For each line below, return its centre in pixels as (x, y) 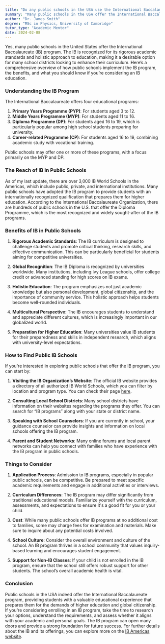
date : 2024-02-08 (23, 33)
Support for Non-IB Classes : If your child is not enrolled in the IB (78, 560)
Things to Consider (28, 464)
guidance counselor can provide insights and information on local (78, 426)
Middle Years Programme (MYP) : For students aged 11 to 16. (73, 116)
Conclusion (19, 584)
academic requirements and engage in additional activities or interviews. (86, 485)
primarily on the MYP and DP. (35, 157)
